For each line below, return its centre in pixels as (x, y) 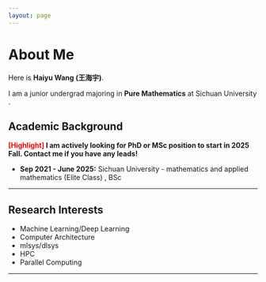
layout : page (30, 15)
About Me (41, 54)
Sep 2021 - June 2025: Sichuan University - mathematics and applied (134, 169)
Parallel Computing (51, 262)
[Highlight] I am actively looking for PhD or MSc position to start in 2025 (129, 145)
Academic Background (66, 126)
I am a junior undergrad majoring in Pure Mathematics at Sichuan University (133, 93)
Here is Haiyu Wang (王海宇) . (56, 77)
